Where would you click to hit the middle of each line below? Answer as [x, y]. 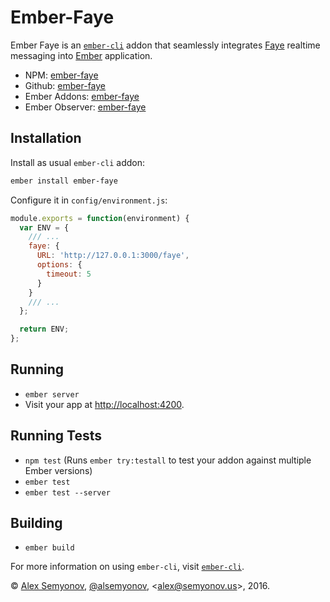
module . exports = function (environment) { [100, 218]
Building [36, 523]
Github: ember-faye [65, 85]
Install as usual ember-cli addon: [78, 162]
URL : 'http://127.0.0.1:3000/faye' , [113, 256]
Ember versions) [58, 470]
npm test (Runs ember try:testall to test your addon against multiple [168, 460]
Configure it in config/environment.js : [89, 200]
